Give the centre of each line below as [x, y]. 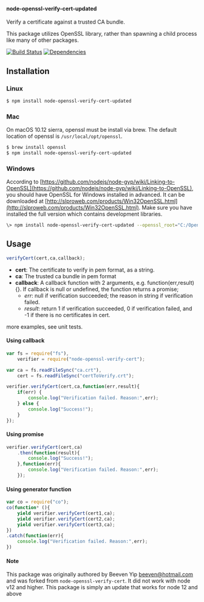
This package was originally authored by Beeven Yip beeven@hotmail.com [100, 575]
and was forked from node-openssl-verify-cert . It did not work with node [98, 581]
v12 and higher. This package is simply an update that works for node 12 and [102, 587]
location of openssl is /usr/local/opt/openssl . [64, 136]
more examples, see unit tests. [45, 327]
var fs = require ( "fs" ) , [38, 353]
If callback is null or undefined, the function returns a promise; [101, 289]
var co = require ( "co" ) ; [38, 502]
